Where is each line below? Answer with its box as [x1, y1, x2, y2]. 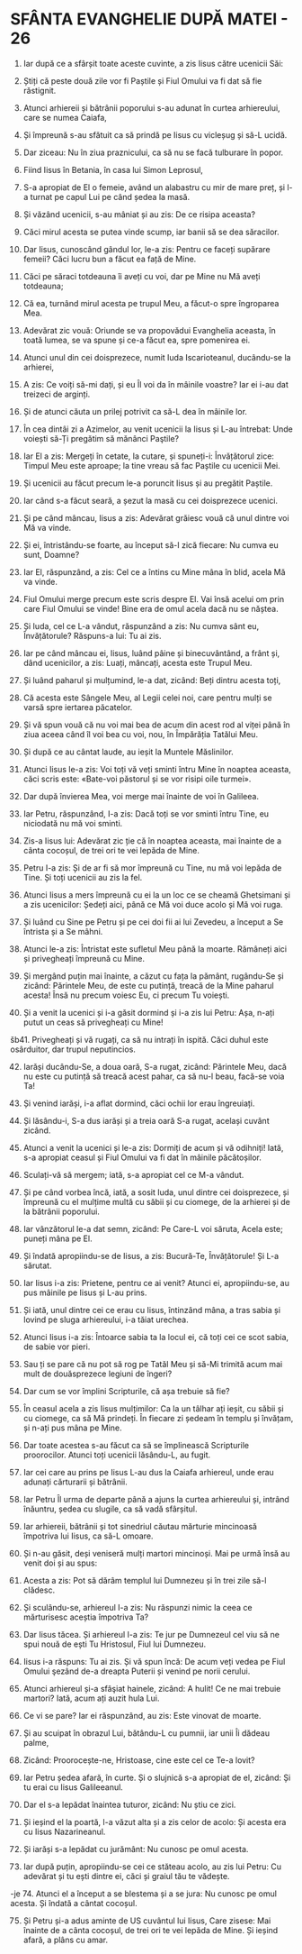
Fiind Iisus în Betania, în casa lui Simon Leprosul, [22, 164, 203, 175]
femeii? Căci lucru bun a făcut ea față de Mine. [22, 253, 197, 264]
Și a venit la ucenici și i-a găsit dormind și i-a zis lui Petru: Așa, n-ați [22, 1007, 275, 1018]
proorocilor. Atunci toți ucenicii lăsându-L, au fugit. [22, 1449, 211, 1460]
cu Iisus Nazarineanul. [22, 1826, 106, 1837]
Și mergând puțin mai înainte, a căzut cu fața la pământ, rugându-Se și [22, 970, 284, 982]
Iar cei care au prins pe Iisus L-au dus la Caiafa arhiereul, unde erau [22, 1466, 275, 1477]
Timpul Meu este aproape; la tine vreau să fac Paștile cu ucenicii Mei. [22, 460, 281, 470]
